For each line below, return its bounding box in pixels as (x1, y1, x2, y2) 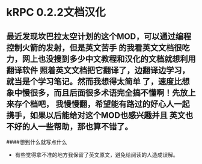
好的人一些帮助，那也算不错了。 (14, 121, 133, 132)
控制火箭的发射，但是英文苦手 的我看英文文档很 (6, 43, 182, 53)
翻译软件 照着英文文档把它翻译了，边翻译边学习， (6, 65, 190, 75)
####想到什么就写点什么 (6, 139, 67, 145)
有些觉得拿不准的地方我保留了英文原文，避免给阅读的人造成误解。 (14, 151, 179, 158)
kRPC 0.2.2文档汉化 (6, 5, 106, 19)
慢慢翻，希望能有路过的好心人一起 (63, 99, 190, 109)
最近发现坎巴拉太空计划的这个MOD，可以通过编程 (6, 31, 191, 41)
